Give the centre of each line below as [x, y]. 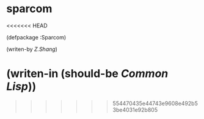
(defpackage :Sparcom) [36, 37]
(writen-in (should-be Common [87, 74]
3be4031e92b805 [135, 110]
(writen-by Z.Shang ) [32, 49]
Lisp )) [21, 87]
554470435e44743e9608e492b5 [155, 103]
